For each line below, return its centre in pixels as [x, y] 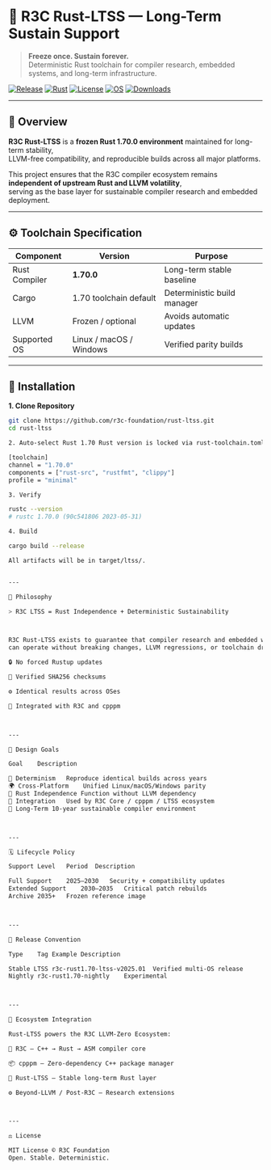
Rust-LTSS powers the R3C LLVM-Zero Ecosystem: [90, 1034]
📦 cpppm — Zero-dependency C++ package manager [92, 1063]
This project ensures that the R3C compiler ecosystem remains [113, 174]
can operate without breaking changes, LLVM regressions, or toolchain [131, 648]
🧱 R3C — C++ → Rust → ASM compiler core [77, 1049]
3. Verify [25, 495]
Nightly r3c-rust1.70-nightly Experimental [88, 976]
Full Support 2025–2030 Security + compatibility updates [117, 881]
